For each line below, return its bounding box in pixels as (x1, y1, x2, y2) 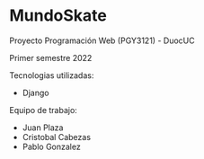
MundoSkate (9, 5, 108, 26)
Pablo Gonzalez (22, 141, 81, 152)
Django (22, 87, 49, 98)
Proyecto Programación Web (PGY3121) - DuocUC (9, 35, 195, 46)
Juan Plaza (22, 122, 64, 133)
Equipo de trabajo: (9, 104, 78, 115)
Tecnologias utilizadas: (9, 69, 94, 81)
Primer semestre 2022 (9, 52, 93, 63)
